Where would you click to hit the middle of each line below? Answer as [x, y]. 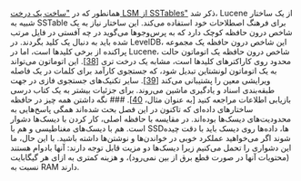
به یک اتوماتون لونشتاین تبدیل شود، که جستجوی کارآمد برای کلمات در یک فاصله [144, 71]
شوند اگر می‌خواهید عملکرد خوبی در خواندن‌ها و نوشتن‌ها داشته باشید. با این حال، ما [150, 138]
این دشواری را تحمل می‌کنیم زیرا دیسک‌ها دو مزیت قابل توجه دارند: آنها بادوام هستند [151, 148]
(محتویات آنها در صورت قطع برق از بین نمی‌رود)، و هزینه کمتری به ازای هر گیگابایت [150, 157]
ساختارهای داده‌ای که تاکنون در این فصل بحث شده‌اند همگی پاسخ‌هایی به [132, 109]
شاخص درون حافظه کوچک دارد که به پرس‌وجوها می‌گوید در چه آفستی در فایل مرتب [152, 32]
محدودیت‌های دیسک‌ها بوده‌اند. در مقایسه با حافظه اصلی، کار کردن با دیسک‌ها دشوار [151, 119]
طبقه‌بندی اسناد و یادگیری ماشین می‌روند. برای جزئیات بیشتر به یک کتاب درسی [143, 90]
